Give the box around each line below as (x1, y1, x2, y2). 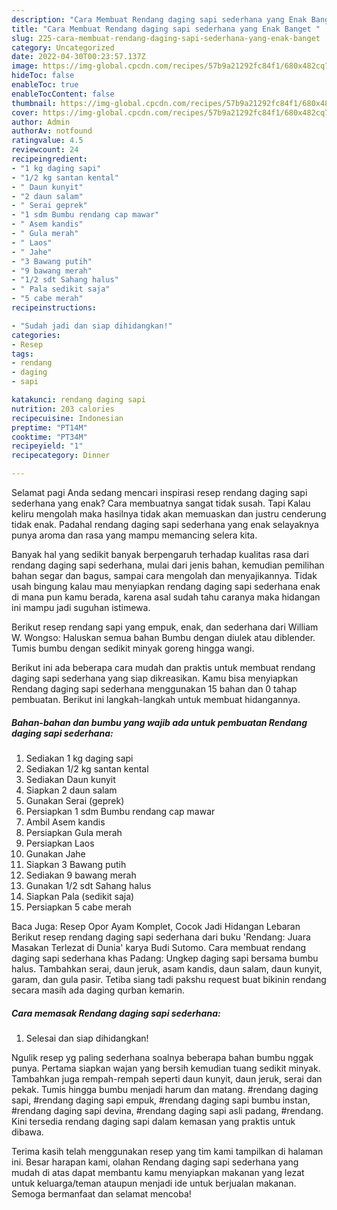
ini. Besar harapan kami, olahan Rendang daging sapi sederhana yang (11, 1156, 299, 1168)
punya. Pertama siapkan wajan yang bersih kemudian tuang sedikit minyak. (11, 1062, 321, 1074)
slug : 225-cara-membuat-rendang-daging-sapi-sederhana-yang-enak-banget (11, 33, 321, 43)
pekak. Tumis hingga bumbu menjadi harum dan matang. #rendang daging (11, 1083, 319, 1095)
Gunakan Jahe (25, 847, 86, 860)
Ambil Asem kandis (25, 816, 106, 828)
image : (11, 61, 39, 71)
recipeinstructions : (11, 303, 98, 313)
